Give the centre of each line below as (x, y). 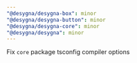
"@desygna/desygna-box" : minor (52, 13)
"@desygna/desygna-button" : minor (56, 20)
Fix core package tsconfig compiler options (68, 52)
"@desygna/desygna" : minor (45, 33)
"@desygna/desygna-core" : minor (53, 26)
